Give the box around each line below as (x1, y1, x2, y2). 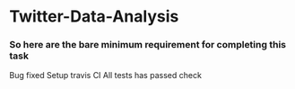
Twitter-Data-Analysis (9, 6, 179, 27)
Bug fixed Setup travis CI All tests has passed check (9, 70, 202, 81)
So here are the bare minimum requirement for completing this (9, 39, 287, 51)
